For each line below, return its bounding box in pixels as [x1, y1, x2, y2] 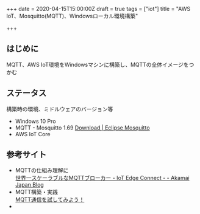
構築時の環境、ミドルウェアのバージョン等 [6, 105, 113, 112]
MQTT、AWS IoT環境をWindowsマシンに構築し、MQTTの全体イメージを [6, 61, 189, 68]
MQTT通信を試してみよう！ [15, 196, 85, 203]
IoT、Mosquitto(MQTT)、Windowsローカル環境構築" [6, 12, 138, 19]
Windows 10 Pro [15, 117, 56, 125]
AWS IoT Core [15, 130, 51, 137]
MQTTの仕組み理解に [15, 167, 69, 174]
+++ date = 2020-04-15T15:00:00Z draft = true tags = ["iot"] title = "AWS [6, 5, 191, 12]
